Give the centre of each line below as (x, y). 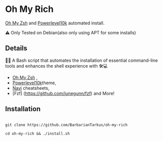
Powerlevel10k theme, (34, 83)
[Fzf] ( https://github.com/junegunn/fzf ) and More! (63, 93)
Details (16, 48)
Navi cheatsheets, (31, 88)
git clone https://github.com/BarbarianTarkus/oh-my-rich (66, 125)
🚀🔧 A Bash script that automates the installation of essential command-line (81, 60)
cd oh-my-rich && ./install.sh (38, 134)
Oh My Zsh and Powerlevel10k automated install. (55, 23)
